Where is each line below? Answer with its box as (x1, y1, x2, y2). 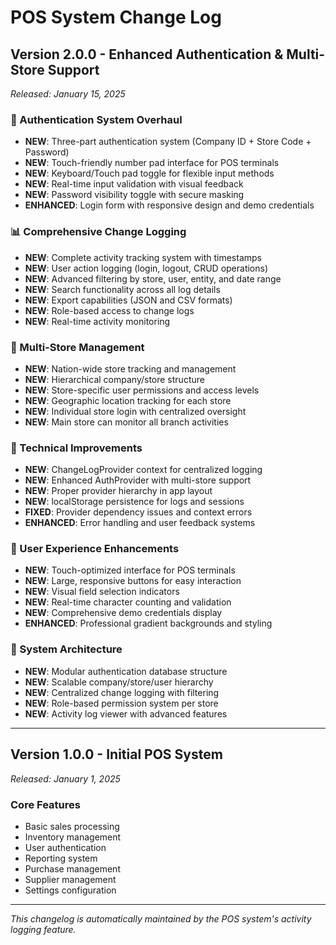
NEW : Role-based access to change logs (24, 304, 195, 316)
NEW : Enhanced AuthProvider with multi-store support (24, 474, 252, 486)
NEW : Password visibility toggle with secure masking (24, 189, 245, 201)
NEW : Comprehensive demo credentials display (24, 607, 223, 619)
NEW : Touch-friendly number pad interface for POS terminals (24, 157, 280, 169)
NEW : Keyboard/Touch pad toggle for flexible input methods (24, 167, 275, 180)
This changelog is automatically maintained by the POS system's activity (10, 912, 312, 925)
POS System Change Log (10, 6, 222, 29)
